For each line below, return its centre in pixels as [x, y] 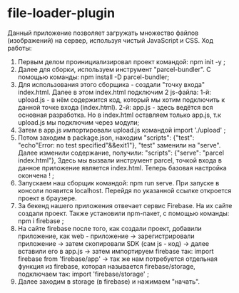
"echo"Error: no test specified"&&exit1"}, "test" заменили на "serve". [119, 145]
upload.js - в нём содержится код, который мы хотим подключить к [121, 99]
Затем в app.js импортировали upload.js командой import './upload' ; [122, 130]
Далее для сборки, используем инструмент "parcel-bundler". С [115, 69]
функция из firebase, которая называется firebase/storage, [107, 266]
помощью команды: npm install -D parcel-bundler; [93, 77]
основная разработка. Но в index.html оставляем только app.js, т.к [119, 115]
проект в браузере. [47, 198]
